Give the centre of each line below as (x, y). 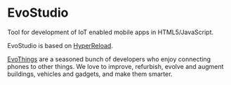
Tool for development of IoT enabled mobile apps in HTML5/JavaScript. (111, 32)
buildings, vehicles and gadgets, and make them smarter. (90, 74)
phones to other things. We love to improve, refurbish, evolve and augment (115, 66)
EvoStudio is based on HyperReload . (60, 45)
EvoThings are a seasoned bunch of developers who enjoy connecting (109, 59)
